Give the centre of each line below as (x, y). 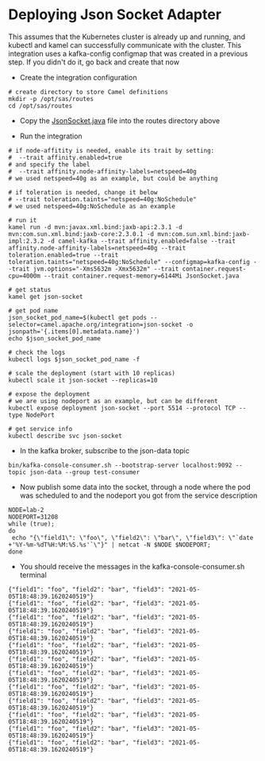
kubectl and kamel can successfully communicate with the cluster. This (125, 45)
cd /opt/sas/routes (40, 106)
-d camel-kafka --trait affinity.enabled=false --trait (142, 241)
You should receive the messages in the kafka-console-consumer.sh (132, 566)
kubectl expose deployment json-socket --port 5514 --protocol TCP (122, 408)
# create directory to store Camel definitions (88, 92)
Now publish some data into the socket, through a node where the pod (135, 487)
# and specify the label (49, 165)
